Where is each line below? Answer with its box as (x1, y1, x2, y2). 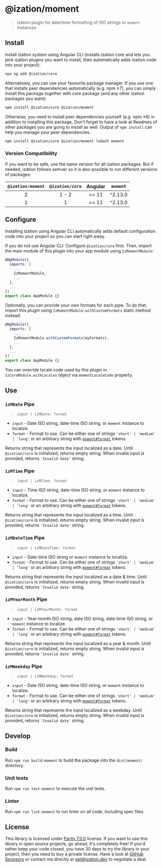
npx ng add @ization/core (5, 71, 57, 76)
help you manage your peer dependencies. (5, 129, 91, 135)
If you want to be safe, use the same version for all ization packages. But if (5, 161, 154, 167)
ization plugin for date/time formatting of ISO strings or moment (16, 19, 141, 25)
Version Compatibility (5, 150, 58, 157)
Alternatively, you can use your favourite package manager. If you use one (5, 80, 153, 86)
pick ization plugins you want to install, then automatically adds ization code (5, 57, 157, 63)
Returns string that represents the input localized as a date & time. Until (5, 574, 147, 580)
